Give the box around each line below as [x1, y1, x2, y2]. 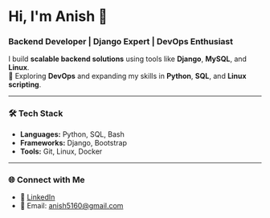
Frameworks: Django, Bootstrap [19, 138, 127, 147]
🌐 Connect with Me [8, 174, 86, 185]
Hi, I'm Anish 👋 [8, 7, 108, 26]
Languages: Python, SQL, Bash [19, 129, 125, 139]
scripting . [8, 80, 42, 89]
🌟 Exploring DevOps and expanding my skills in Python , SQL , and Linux [8, 72, 247, 81]
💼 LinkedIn [19, 192, 55, 202]
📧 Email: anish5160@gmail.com [19, 201, 124, 211]
